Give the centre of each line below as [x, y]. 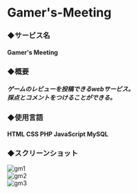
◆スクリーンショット [42, 153]
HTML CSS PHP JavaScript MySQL [58, 134]
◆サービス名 [29, 36]
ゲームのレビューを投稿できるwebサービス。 [71, 89]
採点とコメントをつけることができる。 [61, 98]
